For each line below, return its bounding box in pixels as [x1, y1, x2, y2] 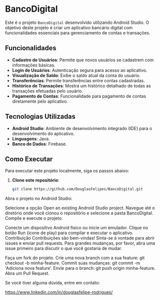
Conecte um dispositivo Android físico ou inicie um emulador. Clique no [5, 225, 148, 231]
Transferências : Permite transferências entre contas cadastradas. [12, 77, 145, 83]
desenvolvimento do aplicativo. [12, 131, 75, 136]
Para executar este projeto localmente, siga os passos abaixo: [5, 168, 129, 174]
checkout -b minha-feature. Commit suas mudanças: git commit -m [5, 260, 140, 266]
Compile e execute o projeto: [5, 215, 63, 221]
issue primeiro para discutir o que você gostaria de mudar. [5, 245, 123, 251]
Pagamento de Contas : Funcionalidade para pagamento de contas [12, 93, 146, 99]
